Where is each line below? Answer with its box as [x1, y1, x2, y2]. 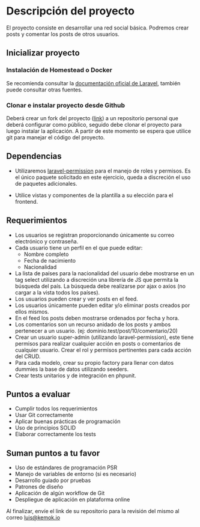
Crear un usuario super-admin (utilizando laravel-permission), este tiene [14, 334, 194, 341]
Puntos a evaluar [6, 389, 71, 399]
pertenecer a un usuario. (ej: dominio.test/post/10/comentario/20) [14, 327, 178, 334]
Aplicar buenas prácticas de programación [14, 418, 121, 425]
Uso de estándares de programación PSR [14, 464, 118, 471]
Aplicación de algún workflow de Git [14, 490, 105, 497]
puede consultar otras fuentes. [6, 86, 83, 93]
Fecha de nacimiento [23, 257, 76, 264]
